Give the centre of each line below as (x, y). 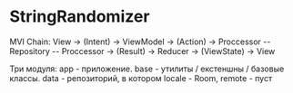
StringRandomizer (80, 17)
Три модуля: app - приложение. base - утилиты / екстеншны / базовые (147, 69)
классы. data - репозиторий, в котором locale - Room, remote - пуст (141, 78)
